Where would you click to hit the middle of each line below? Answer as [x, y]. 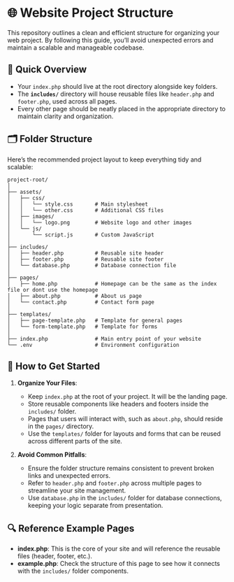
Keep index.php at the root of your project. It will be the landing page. [127, 397]
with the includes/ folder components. [73, 571]
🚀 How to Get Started [54, 366]
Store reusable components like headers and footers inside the [118, 404]
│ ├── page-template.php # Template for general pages [95, 320]
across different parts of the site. [75, 441]
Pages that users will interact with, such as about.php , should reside [125, 419]
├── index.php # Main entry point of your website [104, 339]
